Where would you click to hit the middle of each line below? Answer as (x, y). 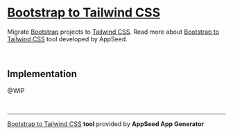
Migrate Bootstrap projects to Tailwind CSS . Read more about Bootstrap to (113, 32)
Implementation (42, 74)
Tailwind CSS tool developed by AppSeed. (68, 39)
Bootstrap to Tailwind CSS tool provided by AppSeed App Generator (106, 124)
